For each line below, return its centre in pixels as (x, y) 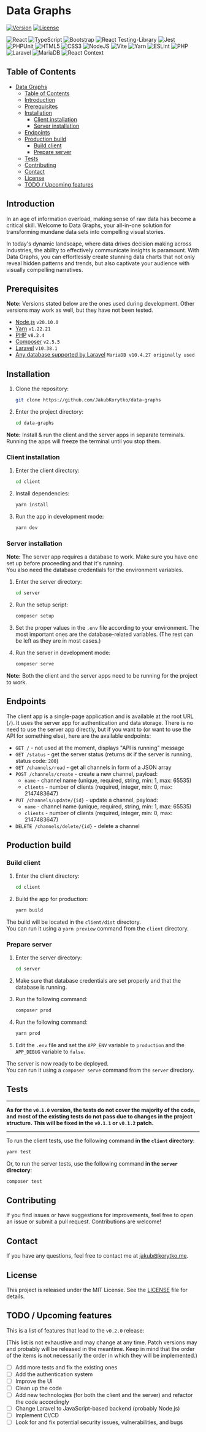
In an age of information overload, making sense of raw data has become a (101, 219)
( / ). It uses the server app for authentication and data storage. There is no (100, 722)
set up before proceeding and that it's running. (65, 563)
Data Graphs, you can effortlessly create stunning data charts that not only (101, 257)
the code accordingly (42, 1402)
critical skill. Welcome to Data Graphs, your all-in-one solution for (89, 225)
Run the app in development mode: (59, 516)
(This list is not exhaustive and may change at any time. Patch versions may (102, 1342)
